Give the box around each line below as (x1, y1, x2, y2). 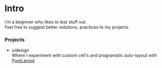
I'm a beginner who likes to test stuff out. (4, 19, 87, 25)
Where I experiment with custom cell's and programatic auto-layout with (11, 52, 157, 58)
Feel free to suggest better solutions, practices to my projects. (4, 24, 130, 30)
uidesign (11, 47, 29, 53)
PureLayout (11, 58, 35, 64)
